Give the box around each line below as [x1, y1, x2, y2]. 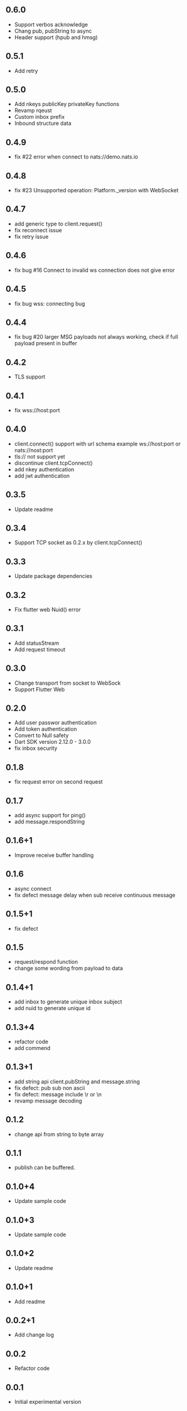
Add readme [14, 1298, 46, 1305]
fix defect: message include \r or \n [14, 1090, 102, 1098]
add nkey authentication [14, 465, 75, 473]
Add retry [14, 67, 38, 74]
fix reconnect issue [14, 226, 63, 234]
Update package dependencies [14, 573, 93, 580]
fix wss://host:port [14, 406, 61, 413]
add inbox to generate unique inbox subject [14, 998, 123, 1005]
